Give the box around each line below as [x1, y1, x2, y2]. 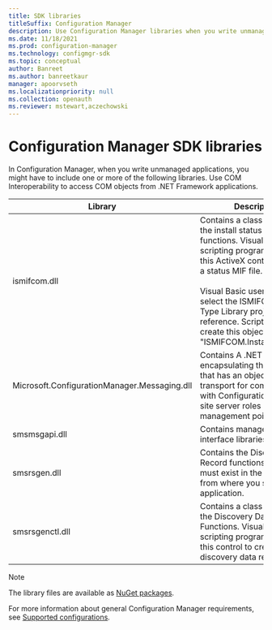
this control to [199, 542, 253, 553]
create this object [199, 326, 266, 338]
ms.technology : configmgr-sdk [8, 50, 111, 58]
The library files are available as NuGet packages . [8, 588, 175, 598]
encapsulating [199, 360, 254, 371]
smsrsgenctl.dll [12, 526, 71, 537]
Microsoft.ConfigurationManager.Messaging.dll [12, 380, 193, 391]
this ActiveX [199, 255, 245, 266]
